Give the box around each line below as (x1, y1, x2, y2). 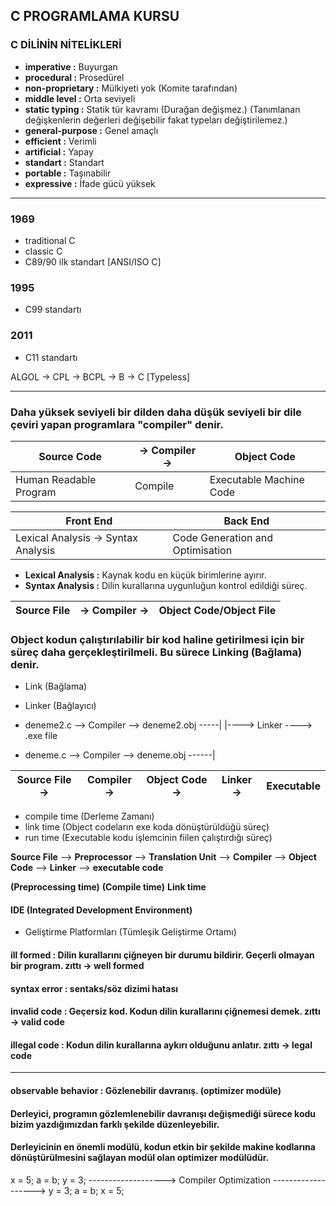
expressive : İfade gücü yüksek (24, 177, 156, 189)
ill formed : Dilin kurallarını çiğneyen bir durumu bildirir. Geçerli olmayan (10, 949, 315, 961)
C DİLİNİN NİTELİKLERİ (10, 38, 122, 52)
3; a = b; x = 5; (63, 1184, 125, 1196)
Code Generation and (172, 530, 273, 544)
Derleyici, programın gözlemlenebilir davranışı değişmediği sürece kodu (10, 1107, 317, 1119)
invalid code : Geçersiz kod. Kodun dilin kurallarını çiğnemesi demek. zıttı (10, 1005, 321, 1018)
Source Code (38, 449, 103, 463)
